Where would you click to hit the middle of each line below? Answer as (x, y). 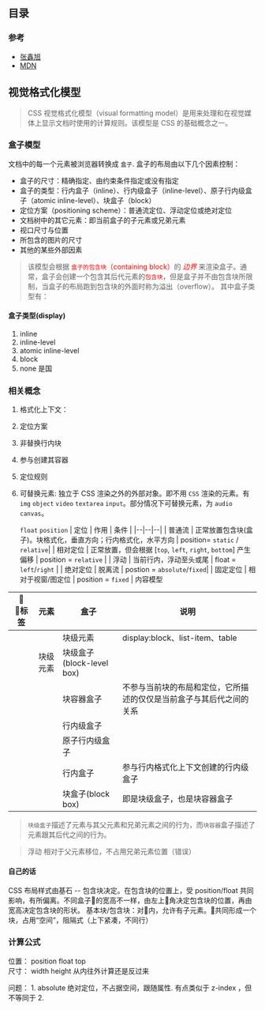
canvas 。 (34, 513)
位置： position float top (47, 961)
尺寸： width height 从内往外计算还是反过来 (79, 970)
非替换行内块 (40, 443)
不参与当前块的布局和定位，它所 (181, 688)
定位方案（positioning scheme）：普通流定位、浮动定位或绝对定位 (126, 210)
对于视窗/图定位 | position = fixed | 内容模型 (91, 579)
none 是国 (36, 368)
